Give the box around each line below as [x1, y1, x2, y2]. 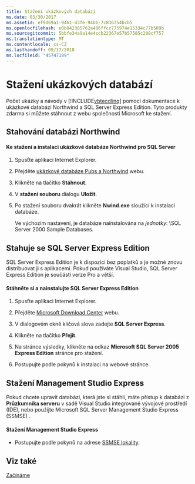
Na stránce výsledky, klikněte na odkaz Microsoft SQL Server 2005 [14, 343, 179, 350]
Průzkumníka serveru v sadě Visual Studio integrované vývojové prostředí [6, 400, 187, 407]
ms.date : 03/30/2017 [6, 14, 57, 20]
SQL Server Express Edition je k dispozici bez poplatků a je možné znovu [6, 258, 183, 266]
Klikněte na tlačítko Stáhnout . [14, 179, 87, 186]
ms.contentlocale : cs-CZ [6, 42, 67, 48]
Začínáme [6, 472, 31, 479]
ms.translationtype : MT [6, 36, 65, 42]
